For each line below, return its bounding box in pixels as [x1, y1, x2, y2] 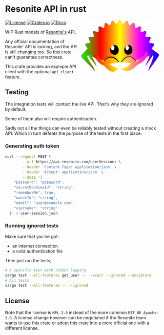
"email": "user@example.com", [14, 200, 76, 206]
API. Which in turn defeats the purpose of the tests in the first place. [5, 130, 142, 136]
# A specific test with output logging [5, 268, 86, 272]
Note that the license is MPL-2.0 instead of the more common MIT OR [5, 310, 142, 315]
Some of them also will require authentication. [5, 116, 98, 122]
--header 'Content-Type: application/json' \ [22, 165, 117, 169]
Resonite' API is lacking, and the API [5, 43, 78, 49]
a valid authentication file [12, 248, 63, 254]
